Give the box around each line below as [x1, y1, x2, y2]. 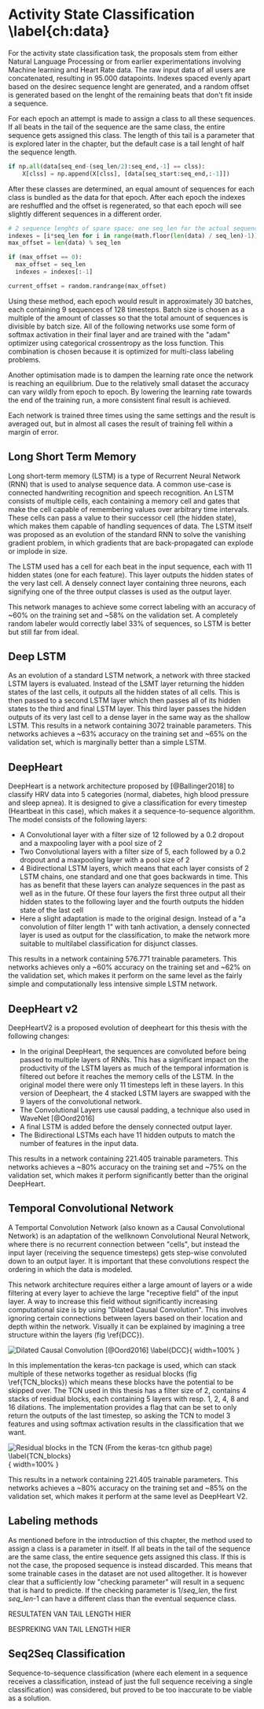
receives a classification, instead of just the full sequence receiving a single [8, 1676, 253, 1686]
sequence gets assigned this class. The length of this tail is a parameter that [8, 130, 255, 139]
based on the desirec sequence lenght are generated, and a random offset [8, 81, 250, 91]
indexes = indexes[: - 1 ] [15, 268, 93, 276]
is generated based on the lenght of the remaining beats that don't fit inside [8, 90, 253, 99]
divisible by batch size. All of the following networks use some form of [8, 321, 236, 331]
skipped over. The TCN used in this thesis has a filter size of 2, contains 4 [8, 1385, 247, 1395]
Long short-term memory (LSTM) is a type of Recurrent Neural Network [8, 471, 241, 480]
